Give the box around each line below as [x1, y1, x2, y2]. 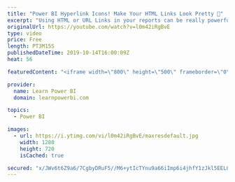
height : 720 [20, 145, 55, 153]
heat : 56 [7, 56, 33, 63]
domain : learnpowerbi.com [13, 94, 90, 101]
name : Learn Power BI [13, 87, 77, 94]
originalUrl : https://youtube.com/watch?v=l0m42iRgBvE [7, 23, 171, 30]
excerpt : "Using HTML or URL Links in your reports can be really [7, 17, 205, 24]
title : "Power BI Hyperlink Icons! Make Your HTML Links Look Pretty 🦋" [7, 10, 224, 17]
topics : [7, 106, 30, 114]
